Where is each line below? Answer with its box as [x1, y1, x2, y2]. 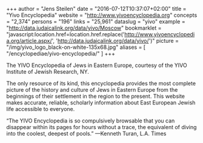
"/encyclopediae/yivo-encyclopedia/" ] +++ [6, 50, 115, 57]
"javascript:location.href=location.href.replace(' [6, 31, 125, 38]
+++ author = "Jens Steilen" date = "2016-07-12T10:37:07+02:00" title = [6, 5, 187, 12]
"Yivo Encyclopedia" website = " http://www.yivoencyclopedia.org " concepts [6, 11, 198, 19]
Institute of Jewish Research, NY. [6, 68, 90, 75]
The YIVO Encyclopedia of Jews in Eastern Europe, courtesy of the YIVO [6, 62, 187, 69]
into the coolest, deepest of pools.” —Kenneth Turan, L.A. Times [6, 130, 167, 137]
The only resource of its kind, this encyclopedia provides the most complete [6, 80, 196, 87]
